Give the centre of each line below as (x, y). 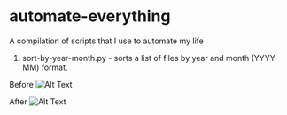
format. (54, 67)
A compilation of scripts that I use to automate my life (106, 41)
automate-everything (90, 16)
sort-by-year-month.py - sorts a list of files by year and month (136, 57)
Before (21, 84)
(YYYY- (265, 57)
